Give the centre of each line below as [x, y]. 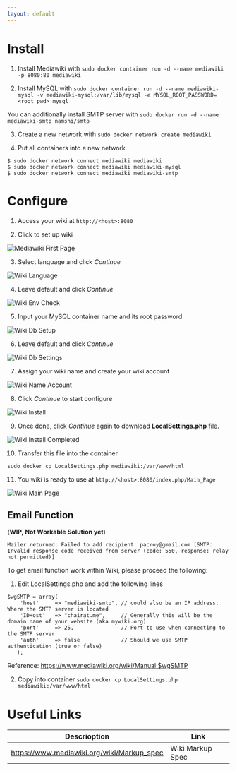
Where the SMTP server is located [58, 609]
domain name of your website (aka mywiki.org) [77, 622]
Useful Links [45, 714]
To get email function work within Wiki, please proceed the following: [108, 570]
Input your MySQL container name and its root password [100, 316]
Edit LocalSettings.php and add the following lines [90, 584]
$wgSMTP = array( [33, 597]
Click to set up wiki [45, 234]
